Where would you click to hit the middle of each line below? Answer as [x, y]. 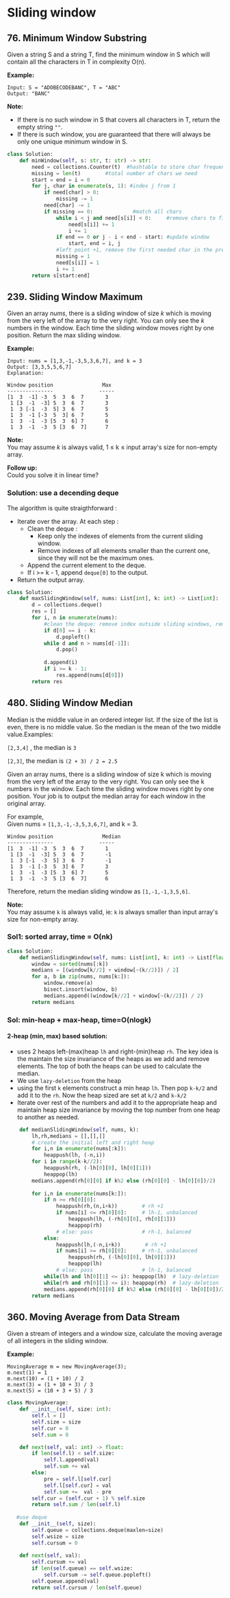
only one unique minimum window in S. [72, 141]
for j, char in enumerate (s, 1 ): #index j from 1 [104, 186]
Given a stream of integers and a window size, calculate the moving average [115, 1334]
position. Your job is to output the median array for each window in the [106, 796]
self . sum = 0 [50, 1435]
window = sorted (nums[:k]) [70, 964]
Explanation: [26, 373]
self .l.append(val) [71, 1460]
